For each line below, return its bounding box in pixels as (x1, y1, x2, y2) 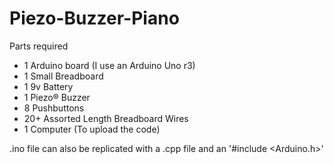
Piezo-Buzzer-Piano (9, 7, 180, 30)
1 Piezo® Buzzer (23, 91, 91, 103)
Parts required (9, 40, 69, 52)
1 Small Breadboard (23, 70, 104, 82)
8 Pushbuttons (23, 102, 85, 114)
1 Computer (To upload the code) (23, 123, 161, 135)
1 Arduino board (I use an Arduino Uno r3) (23, 59, 196, 71)
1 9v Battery (23, 80, 74, 92)
